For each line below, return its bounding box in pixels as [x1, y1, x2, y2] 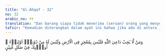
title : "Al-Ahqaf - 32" [5, 7, 54, 12]
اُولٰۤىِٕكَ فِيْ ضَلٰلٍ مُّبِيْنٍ [5, 44, 48, 50]
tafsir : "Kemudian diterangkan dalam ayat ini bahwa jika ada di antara [5, 26, 157, 30]
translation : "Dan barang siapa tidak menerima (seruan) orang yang [5, 21, 148, 26]
